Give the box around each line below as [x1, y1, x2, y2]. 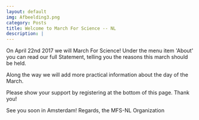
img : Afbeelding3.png [6, 14, 60, 20]
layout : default [6, 8, 47, 15]
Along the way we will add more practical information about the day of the [6, 71, 188, 78]
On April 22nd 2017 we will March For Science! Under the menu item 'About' [6, 47, 194, 54]
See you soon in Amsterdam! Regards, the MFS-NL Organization [6, 107, 165, 114]
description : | [6, 31, 44, 37]
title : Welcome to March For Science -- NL [6, 25, 117, 31]
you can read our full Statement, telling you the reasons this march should [6, 53, 188, 61]
